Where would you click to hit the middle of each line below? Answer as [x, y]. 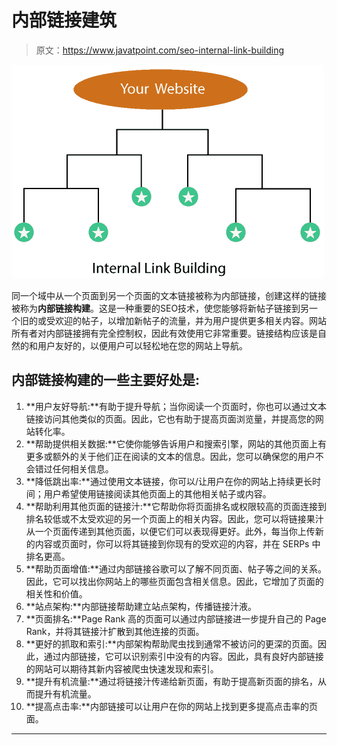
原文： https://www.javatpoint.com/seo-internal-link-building [160, 50]
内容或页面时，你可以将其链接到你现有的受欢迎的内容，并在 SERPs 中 [177, 543]
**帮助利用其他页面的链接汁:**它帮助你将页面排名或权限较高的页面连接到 [176, 506]
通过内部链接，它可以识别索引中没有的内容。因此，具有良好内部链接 [183, 656]
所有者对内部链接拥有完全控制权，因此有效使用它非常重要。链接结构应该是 [164, 333]
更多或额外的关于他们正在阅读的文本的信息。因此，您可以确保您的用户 [170, 456]
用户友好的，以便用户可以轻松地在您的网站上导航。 [142, 345]
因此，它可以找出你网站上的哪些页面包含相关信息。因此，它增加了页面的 [174, 581]
